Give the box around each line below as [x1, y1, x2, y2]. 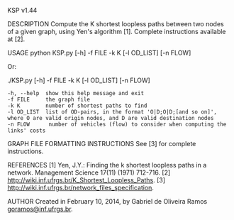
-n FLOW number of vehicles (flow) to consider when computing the [7, 121, 227, 128]
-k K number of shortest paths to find [7, 102, 147, 109]
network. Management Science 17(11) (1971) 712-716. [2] [7, 168, 171, 177]
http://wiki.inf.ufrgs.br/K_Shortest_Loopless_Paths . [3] [7, 176, 165, 184]
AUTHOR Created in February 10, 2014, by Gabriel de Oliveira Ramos [7, 197, 208, 205]
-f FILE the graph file [7, 96, 91, 103]
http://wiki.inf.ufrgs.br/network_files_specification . [7, 184, 155, 192]
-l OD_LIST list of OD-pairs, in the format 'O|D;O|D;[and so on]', [7, 109, 218, 116]
